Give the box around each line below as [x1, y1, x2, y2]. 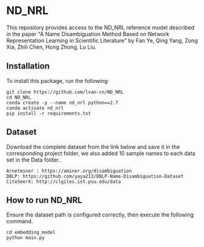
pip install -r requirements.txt [6, 110, 91, 116]
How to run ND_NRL [6, 195, 82, 205]
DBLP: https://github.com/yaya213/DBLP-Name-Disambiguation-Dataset [6, 173, 184, 179]
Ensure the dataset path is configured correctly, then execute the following [6, 211, 194, 218]
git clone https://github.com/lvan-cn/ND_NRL [6, 89, 124, 95]
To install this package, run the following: [6, 77, 110, 84]
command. [6, 218, 33, 225]
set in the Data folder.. [6, 156, 62, 163]
